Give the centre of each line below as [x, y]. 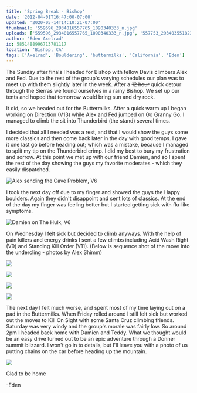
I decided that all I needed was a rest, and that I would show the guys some [97, 132]
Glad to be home [26, 374]
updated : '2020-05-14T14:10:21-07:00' [53, 22]
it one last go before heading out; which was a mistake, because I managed [97, 144]
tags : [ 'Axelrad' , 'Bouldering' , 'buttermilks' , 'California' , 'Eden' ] [95, 55]
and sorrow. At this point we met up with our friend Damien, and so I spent [96, 157]
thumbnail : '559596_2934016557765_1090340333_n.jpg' [72, 28]
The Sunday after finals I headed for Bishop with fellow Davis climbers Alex [97, 72]
